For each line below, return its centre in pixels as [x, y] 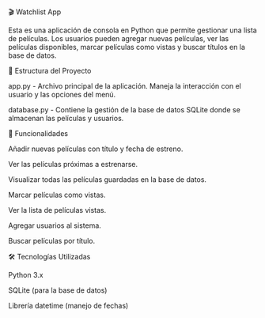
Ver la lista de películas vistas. [57, 210]
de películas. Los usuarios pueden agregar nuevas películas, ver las [119, 38]
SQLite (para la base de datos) [58, 290]
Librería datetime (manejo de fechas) [68, 305]
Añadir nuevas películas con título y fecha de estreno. [96, 149]
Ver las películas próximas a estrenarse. [73, 164]
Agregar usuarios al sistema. [55, 225]
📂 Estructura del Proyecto [50, 71]
